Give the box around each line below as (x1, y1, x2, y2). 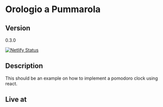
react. (5, 80, 18, 87)
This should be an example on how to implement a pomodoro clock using (5, 75, 158, 81)
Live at (5, 95, 27, 104)
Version (5, 24, 30, 32)
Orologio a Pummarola (5, 4, 101, 15)
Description (5, 62, 43, 70)
